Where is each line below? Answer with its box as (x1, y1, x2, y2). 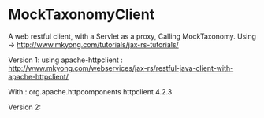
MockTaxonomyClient (8, 6, 155, 24)
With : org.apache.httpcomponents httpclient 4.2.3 (8, 87, 173, 96)
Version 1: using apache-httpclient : (8, 55, 124, 65)
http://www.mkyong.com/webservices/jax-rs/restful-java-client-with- (8, 63, 234, 72)
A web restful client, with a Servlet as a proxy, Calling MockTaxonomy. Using (8, 31, 257, 41)
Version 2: (8, 102, 42, 112)
